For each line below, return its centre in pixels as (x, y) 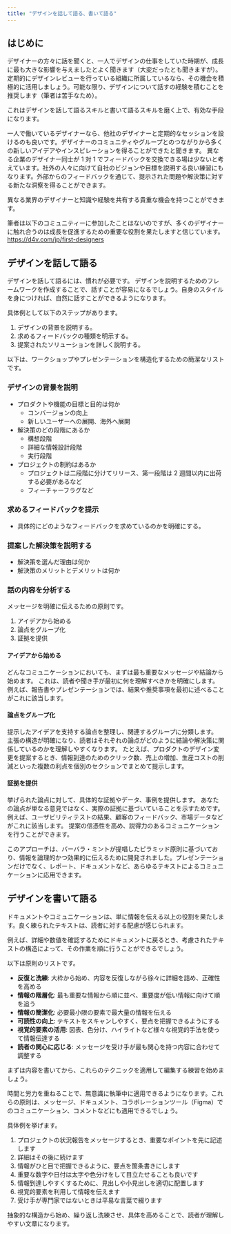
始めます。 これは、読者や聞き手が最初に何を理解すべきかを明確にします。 (113, 681)
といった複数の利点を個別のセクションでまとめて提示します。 (100, 766)
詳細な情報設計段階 (55, 447)
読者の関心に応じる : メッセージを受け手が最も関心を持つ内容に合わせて (119, 1046)
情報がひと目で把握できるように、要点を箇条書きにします (99, 1166)
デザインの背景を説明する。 (57, 328)
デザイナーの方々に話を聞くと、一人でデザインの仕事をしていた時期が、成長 (115, 61)
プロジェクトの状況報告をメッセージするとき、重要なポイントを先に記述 (120, 1140)
